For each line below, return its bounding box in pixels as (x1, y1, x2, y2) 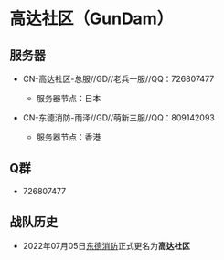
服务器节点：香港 (36, 131, 101, 142)
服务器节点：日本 (36, 93, 101, 103)
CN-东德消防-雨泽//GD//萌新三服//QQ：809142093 (22, 112, 215, 123)
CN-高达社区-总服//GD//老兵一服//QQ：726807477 (22, 74, 215, 84)
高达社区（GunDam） (9, 8, 174, 29)
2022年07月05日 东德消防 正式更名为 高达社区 (22, 240, 190, 251)
